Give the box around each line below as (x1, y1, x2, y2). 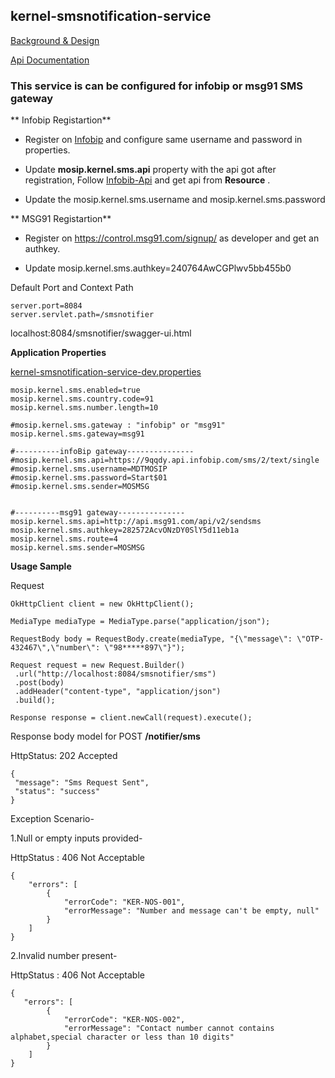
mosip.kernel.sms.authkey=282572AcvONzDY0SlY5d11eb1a (10, 525, 240, 536)
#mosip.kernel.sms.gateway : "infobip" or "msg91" (10, 420, 226, 431)
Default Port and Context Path (10, 282, 134, 294)
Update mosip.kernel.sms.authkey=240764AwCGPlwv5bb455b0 (24, 262, 292, 274)
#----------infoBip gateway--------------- (10, 447, 195, 457)
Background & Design (10, 34, 100, 46)
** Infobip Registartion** (10, 114, 112, 126)
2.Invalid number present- (10, 950, 118, 962)
